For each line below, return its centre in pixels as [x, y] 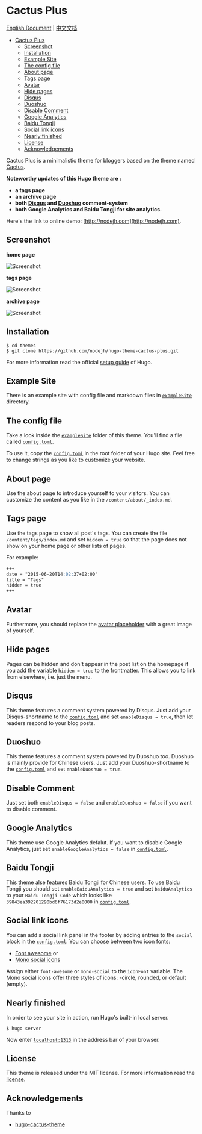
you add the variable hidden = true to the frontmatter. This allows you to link [101, 670]
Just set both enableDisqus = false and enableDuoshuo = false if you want [99, 803]
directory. [18, 402]
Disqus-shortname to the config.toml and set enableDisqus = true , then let [100, 717]
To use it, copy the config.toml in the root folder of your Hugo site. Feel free [101, 453]
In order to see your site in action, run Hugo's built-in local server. [87, 1017]
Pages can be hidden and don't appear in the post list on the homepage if [97, 664]
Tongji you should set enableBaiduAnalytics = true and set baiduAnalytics [99, 888]
